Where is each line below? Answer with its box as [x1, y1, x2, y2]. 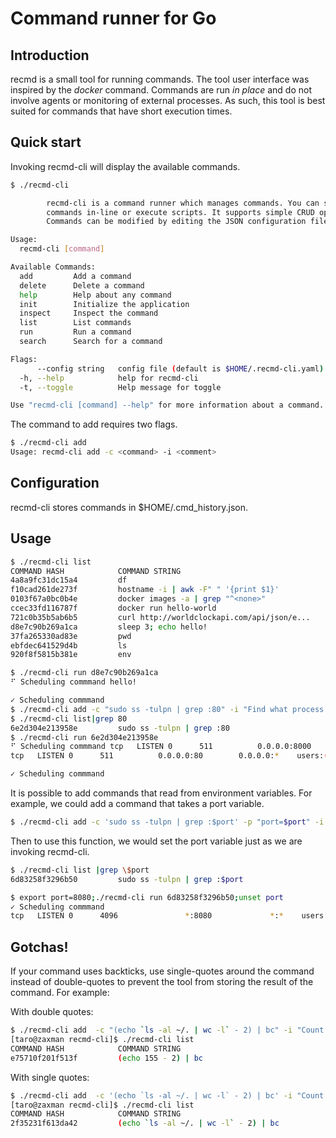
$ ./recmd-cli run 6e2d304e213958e [10, 732, 159, 742]
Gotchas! [10, 938, 69, 956]
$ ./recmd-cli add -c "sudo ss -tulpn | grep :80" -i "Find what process [10, 704, 325, 714]
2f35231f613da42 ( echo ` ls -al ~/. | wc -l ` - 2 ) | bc [10, 1118, 280, 1129]
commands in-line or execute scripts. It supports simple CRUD [46, 207, 315, 217]
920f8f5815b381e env [10, 650, 132, 660]
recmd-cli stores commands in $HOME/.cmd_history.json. [10, 501, 249, 513]
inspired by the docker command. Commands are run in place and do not [10, 84, 312, 96]
